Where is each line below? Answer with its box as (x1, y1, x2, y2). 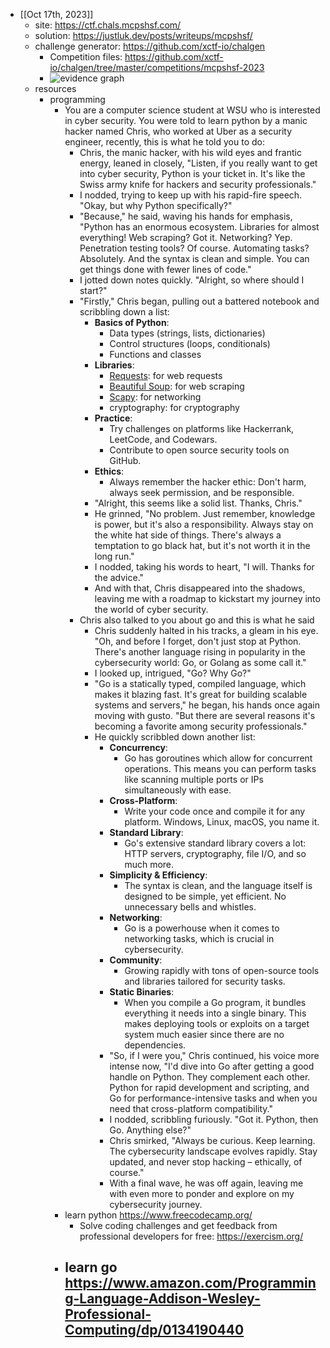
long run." (94, 550, 135, 562)
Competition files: (49, 51, 123, 63)
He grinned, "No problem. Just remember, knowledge (94, 508, 316, 519)
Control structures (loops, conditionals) (109, 338, 271, 349)
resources (34, 83, 77, 94)
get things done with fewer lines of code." (79, 264, 252, 275)
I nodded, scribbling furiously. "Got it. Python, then (109, 1114, 319, 1125)
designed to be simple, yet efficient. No (124, 890, 287, 902)
